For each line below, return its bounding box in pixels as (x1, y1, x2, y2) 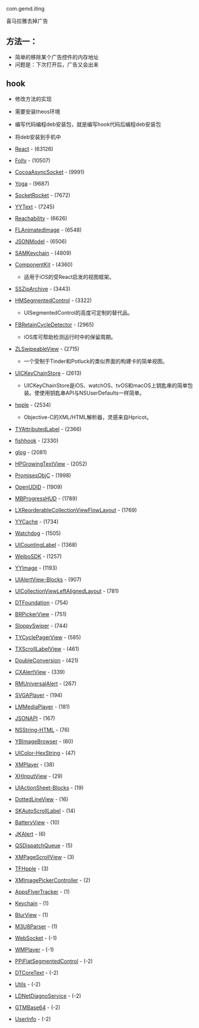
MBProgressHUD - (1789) (14, 495, 77, 502)
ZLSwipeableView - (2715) (14, 345, 79, 352)
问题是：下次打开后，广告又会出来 (14, 61, 99, 68)
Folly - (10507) (14, 156, 51, 164)
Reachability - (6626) (14, 214, 67, 221)
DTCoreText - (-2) (14, 969, 59, 976)
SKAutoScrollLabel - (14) (14, 807, 76, 814)
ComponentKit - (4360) (14, 261, 73, 268)
